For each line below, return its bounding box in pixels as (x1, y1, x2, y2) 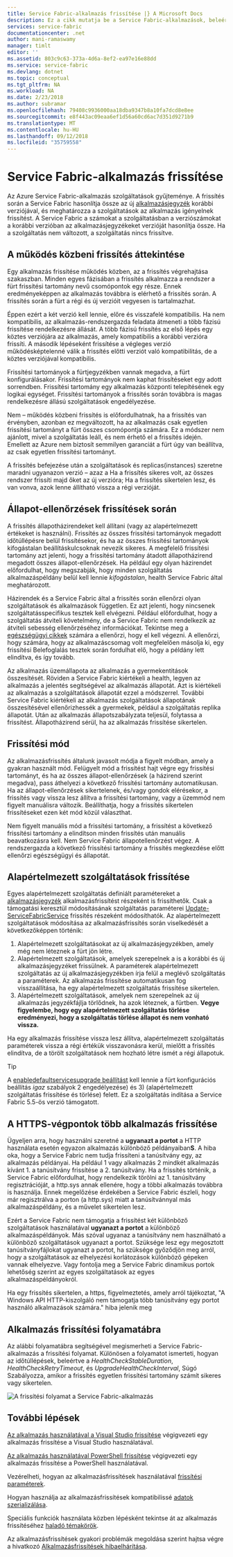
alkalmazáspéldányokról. (7, 1275, 78, 1284)
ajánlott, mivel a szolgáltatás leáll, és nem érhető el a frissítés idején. (7, 433, 203, 441)
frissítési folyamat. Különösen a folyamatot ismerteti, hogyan (46, 1349, 218, 1357)
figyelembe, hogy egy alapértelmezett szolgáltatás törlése (17, 1006, 190, 1015)
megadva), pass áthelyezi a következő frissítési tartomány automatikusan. (7, 778, 218, 787)
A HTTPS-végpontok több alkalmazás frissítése (7, 1118, 218, 1130)
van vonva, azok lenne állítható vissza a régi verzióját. (7, 483, 161, 491)
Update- (185, 904, 209, 913)
